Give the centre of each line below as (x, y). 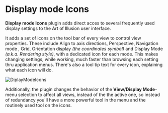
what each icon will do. (29, 70)
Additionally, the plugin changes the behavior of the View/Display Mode (80, 89)
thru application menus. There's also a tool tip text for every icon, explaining (84, 64)
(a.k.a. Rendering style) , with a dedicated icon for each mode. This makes (82, 54)
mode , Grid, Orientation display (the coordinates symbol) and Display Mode (84, 48)
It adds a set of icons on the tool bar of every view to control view (73, 38)
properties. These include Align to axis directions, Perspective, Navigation (82, 43)
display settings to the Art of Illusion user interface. (58, 28)
